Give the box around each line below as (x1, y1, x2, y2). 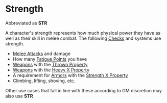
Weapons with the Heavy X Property (12, 67, 90, 73)
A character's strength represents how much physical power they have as (5, 30, 161, 36)
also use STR (5, 93, 33, 99)
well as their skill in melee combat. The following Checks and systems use (5, 35, 161, 41)
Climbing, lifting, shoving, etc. (12, 78, 76, 84)
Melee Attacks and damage (12, 50, 70, 57)
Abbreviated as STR (5, 20, 47, 26)
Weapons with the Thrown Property (12, 61, 88, 67)
